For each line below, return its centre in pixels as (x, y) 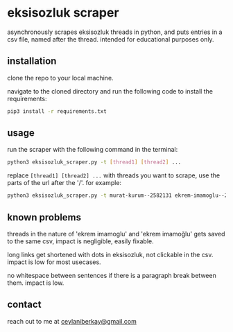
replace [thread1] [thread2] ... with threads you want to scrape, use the (114, 175)
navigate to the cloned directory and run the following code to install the (110, 91)
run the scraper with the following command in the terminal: (93, 150)
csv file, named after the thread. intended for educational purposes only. (111, 39)
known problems (44, 217)
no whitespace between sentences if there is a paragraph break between (112, 276)
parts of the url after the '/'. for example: (64, 183)
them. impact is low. (36, 283)
